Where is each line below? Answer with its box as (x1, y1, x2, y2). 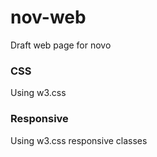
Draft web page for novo (10, 39, 112, 51)
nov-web (10, 6, 87, 29)
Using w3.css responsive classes (10, 134, 148, 146)
